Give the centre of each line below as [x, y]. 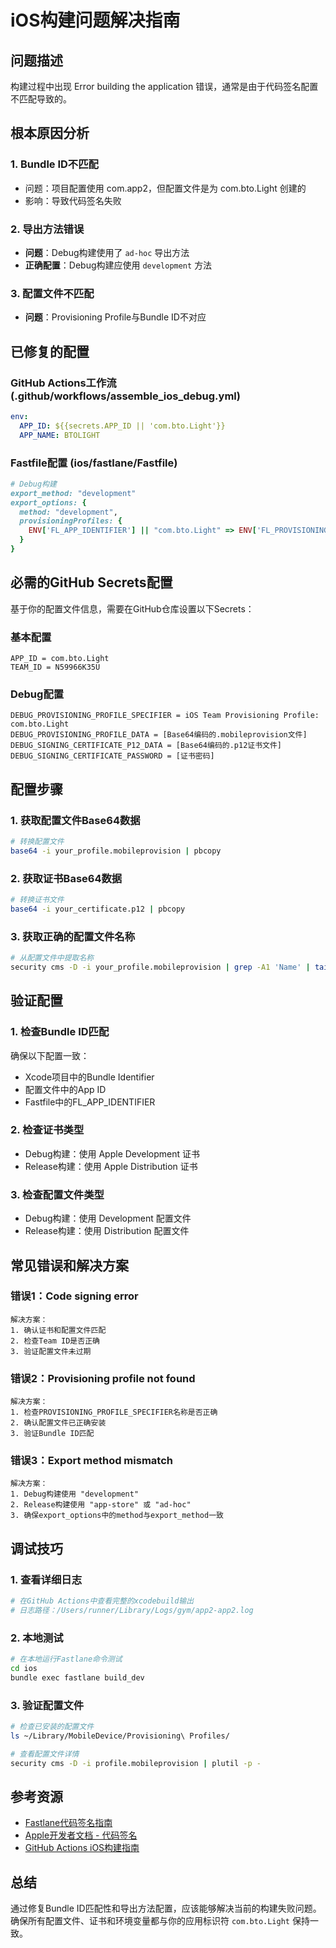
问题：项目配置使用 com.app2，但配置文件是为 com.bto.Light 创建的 [165, 188]
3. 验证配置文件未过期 [51, 1351]
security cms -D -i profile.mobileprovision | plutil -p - [136, 1763]
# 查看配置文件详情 [45, 1754]
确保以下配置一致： [50, 1055]
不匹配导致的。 [41, 99]
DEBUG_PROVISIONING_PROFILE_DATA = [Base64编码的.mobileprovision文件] [159, 735]
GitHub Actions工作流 [63, 383]
